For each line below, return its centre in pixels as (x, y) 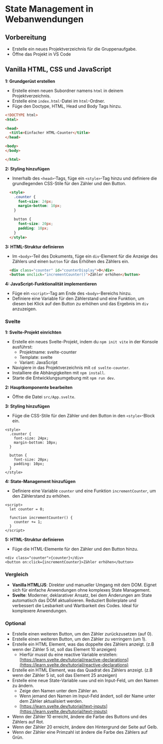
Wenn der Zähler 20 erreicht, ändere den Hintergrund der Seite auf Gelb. (85, 727)
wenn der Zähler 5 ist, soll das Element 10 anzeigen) (64, 650)
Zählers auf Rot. (28, 722)
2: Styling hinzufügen (27, 168)
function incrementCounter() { (41, 518)
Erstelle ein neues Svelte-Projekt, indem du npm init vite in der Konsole (85, 341)
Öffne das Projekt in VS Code (42, 54)
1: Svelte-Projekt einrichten (33, 332)
